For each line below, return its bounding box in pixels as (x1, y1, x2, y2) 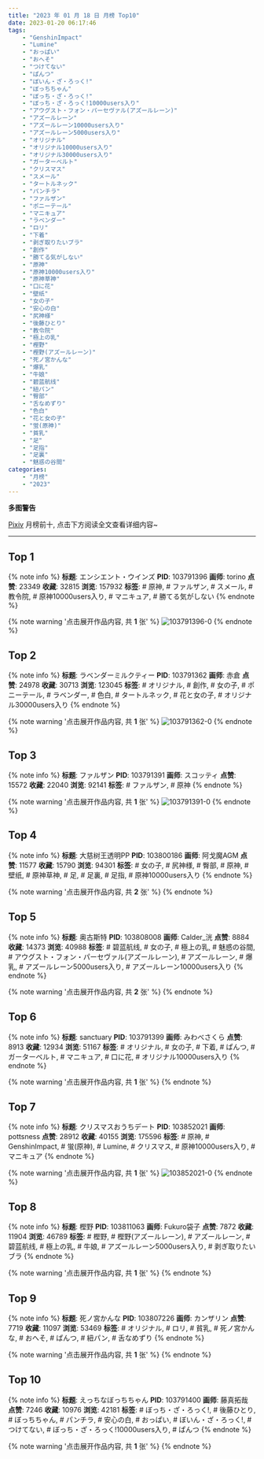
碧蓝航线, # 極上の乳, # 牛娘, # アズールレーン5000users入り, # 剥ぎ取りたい (8, 1242, 256, 1251)
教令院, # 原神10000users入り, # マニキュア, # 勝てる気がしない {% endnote (8, 592, 255, 601)
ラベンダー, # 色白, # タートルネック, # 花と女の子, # (52, 690, 222, 700)
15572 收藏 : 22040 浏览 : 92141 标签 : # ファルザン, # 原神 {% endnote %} (8, 781, 243, 790)
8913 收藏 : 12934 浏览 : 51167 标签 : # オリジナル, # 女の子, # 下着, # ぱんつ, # (8, 1041, 255, 1052)
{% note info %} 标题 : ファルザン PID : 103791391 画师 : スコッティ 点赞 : (8, 770, 236, 780)
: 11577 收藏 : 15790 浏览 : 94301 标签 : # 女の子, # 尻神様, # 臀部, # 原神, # (15, 860, 249, 870)
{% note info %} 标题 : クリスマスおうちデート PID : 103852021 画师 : (8, 1122, 225, 1131)
